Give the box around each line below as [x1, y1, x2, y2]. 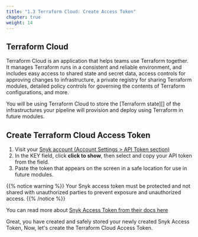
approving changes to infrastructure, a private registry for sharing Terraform [6, 76, 192, 84]
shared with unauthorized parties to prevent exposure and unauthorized [6, 189, 181, 196]
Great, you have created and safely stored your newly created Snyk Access [6, 218, 190, 225]
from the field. [14, 158, 50, 165]
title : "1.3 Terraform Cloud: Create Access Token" [6, 8, 136, 15]
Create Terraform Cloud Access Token [6, 130, 151, 140]
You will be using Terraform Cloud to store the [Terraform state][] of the [6, 100, 181, 107]
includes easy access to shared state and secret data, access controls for [6, 70, 186, 77]
